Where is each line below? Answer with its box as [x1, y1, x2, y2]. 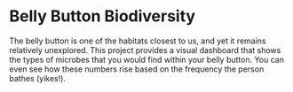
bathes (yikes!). [9, 73, 67, 83]
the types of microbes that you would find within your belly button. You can [9, 54, 284, 65]
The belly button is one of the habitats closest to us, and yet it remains [9, 35, 266, 46]
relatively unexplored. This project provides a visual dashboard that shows [9, 44, 281, 55]
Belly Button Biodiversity [9, 6, 196, 27]
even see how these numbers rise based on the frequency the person [9, 64, 265, 74]
